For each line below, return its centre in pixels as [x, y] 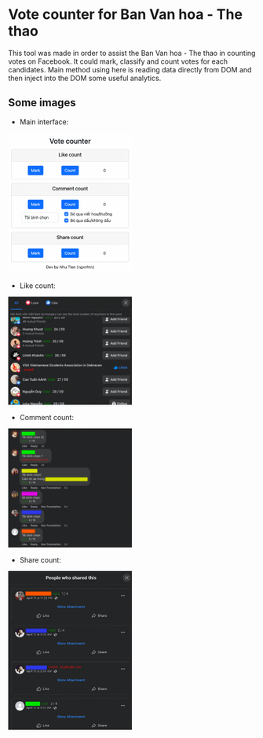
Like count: [38, 286]
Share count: [40, 559]
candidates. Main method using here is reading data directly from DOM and [130, 69]
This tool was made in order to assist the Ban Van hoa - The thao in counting [132, 53]
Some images [42, 103]
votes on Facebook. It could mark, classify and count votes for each [118, 61]
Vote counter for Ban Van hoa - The [126, 15]
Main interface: [44, 122]
